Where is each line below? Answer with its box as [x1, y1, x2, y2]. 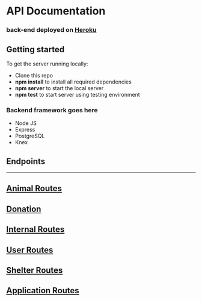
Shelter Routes [6, 265, 63, 275]
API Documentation [6, 4, 106, 18]
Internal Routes [6, 224, 65, 235]
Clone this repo [14, 71, 53, 79]
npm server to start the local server [14, 84, 104, 91]
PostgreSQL [14, 132, 45, 139]
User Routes [6, 245, 54, 255]
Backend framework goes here [6, 106, 98, 114]
